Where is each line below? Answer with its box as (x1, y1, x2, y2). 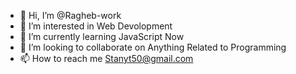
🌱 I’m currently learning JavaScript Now (19, 31, 185, 42)
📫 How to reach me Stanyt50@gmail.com (19, 53, 194, 64)
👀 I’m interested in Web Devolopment (19, 20, 173, 32)
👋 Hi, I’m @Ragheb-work (19, 10, 122, 21)
